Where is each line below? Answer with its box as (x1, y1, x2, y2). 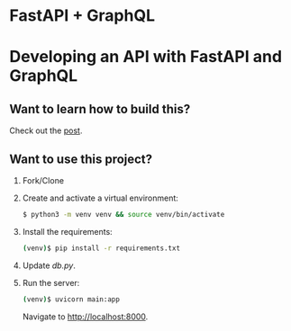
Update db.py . (22, 260, 77, 271)
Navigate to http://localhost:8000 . (22, 311, 149, 322)
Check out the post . (9, 125, 83, 136)
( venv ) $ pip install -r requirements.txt (22, 244, 181, 253)
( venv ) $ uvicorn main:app (22, 294, 120, 304)
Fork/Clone (22, 175, 65, 185)
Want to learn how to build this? (9, 101, 191, 117)
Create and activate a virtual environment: (22, 192, 178, 203)
